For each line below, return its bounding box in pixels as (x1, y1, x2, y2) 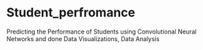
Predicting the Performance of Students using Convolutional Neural (6, 27, 197, 36)
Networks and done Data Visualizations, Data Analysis (6, 34, 160, 42)
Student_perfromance (6, 5, 136, 21)
